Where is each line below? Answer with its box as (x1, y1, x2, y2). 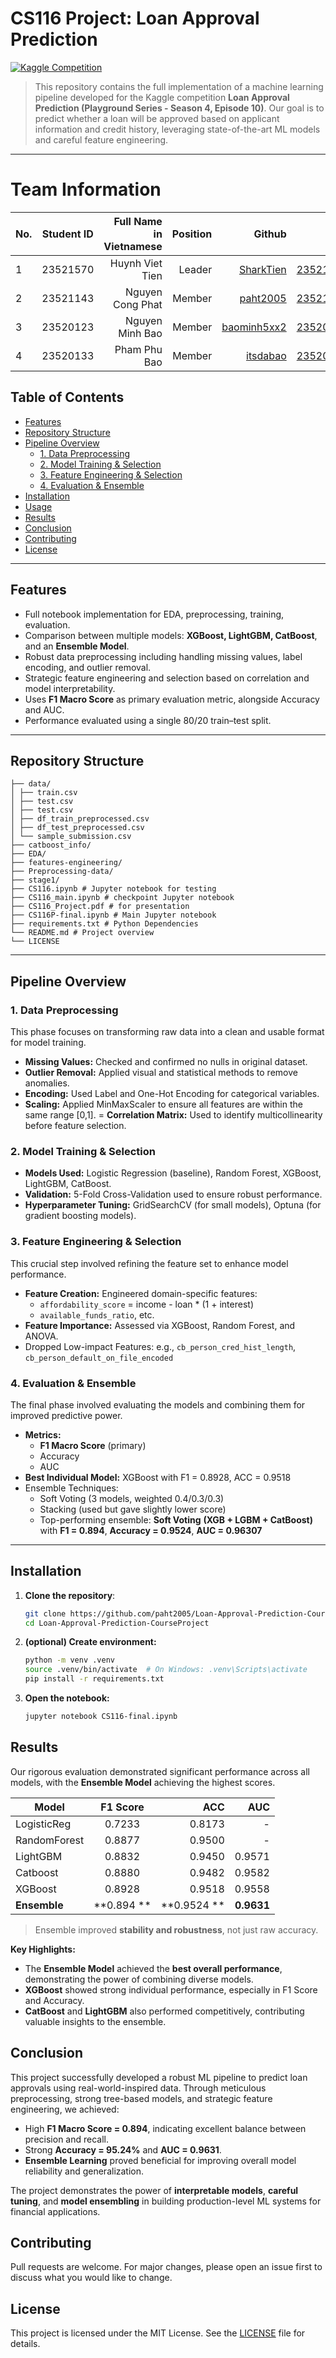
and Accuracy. (24, 1994, 85, 2006)
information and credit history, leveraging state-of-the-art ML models (34, 123, 321, 135)
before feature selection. (24, 1120, 127, 1131)
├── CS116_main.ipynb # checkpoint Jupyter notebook (10, 893, 235, 903)
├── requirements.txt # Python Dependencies (10, 919, 199, 929)
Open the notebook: (24, 1692, 110, 1704)
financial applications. (10, 2205, 101, 2217)
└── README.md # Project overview (10, 928, 155, 938)
